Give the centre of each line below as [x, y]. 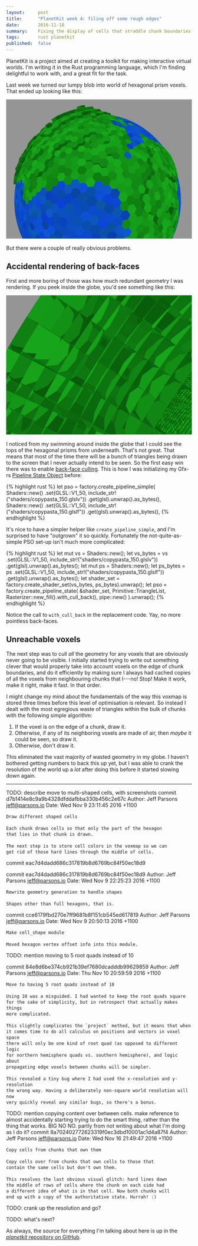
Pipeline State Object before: [47, 475]
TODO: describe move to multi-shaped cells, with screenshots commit [91, 792]
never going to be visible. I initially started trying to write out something [92, 660]
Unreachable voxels [43, 639]
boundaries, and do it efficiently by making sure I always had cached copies [98, 672]
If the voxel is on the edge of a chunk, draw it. [70, 726]
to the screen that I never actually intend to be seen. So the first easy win [95, 462]
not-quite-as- [166, 536]
